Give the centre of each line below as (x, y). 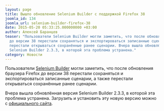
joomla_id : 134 (20, 18)
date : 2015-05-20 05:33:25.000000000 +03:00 (51, 28)
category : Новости (24, 55)
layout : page (18, 9)
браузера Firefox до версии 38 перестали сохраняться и (64, 74)
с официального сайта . (29, 103)
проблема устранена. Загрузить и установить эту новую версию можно (81, 98)
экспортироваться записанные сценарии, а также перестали (69, 79)
